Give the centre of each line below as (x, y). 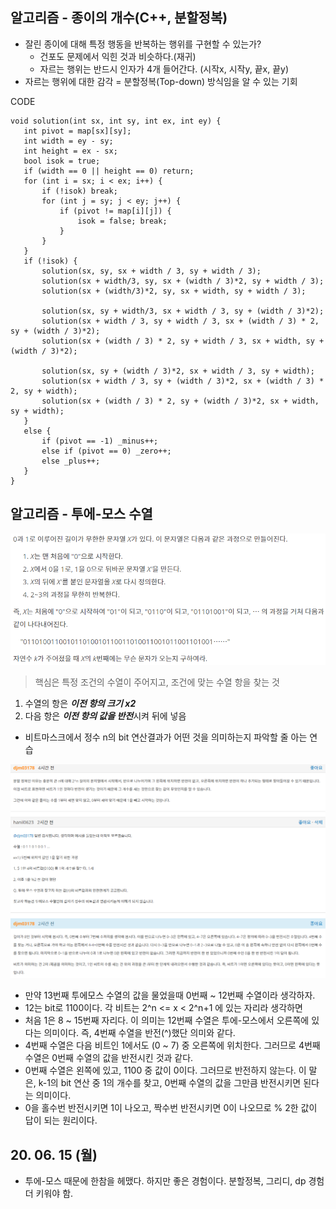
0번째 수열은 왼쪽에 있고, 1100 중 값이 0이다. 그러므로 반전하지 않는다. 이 (165, 1070)
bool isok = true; (62, 161)
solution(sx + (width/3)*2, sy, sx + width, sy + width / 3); (174, 291)
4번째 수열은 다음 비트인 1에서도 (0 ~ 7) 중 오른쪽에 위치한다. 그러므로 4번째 (172, 1045)
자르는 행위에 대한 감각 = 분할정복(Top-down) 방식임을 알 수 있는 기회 (161, 81)
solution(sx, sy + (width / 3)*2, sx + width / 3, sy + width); (178, 371)
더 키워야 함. (49, 1194)
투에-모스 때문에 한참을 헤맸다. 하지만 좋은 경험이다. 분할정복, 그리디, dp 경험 (174, 1181)
